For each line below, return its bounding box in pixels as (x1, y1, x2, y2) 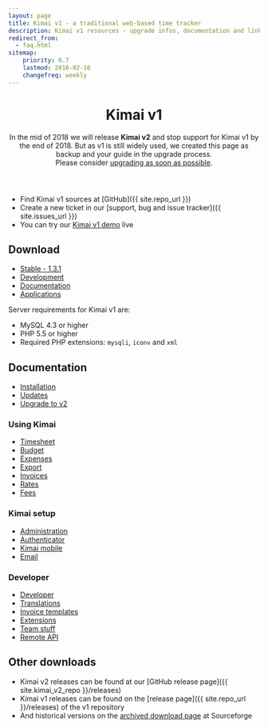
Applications (19, 290, 61, 299)
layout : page (8, 11, 52, 20)
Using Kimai (8, 419, 57, 430)
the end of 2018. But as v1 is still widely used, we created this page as (19, 141, 249, 150)
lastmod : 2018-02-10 (22, 64, 91, 72)
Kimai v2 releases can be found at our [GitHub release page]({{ (19, 677, 228, 686)
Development (19, 273, 65, 282)
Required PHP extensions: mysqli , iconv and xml (19, 338, 178, 347)
